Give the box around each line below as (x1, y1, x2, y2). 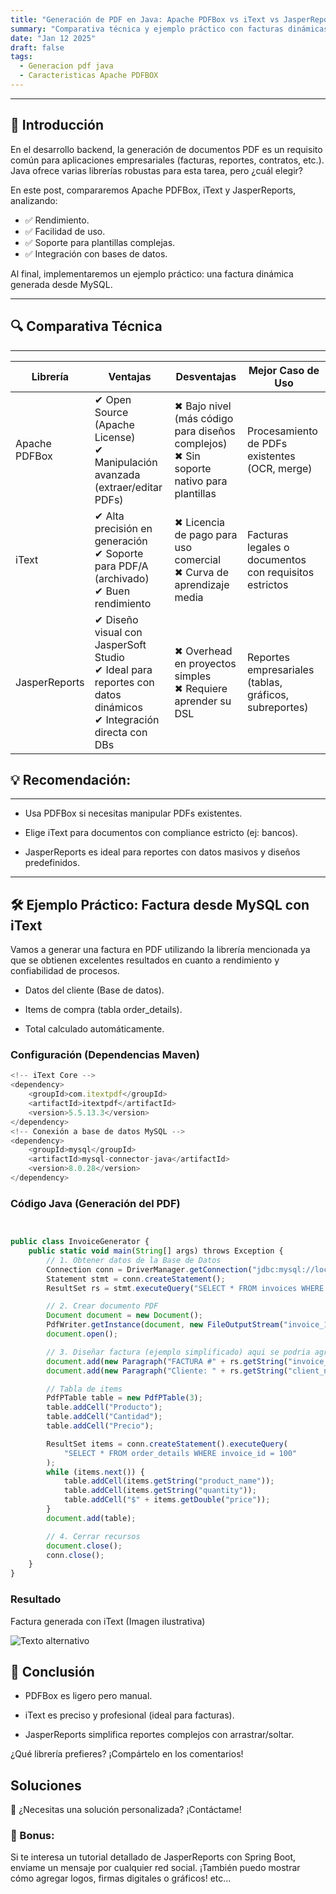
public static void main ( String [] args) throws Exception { (28, 1246, 284, 1256)
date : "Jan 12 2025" (10, 33, 97, 43)
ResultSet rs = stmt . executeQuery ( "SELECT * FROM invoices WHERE (46, 1283, 325, 1293)
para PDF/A (94, 559, 149, 573)
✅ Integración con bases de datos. (24, 247, 168, 260)
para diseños (174, 424, 236, 438)
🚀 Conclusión (10, 1663, 95, 1680)
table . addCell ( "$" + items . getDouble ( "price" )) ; (63, 1495, 271, 1505)
